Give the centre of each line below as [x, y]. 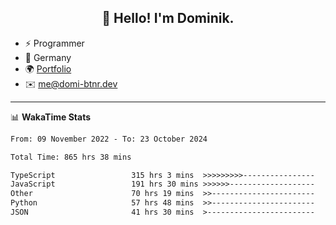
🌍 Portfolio [48, 68]
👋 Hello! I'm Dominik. [168, 18]
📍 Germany [48, 57]
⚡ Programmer [54, 43]
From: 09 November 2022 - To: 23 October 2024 [109, 139]
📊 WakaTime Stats [51, 117]
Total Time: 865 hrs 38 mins [71, 157]
